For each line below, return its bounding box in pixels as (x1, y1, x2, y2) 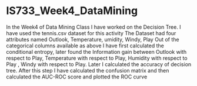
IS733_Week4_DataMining (6, 4, 138, 18)
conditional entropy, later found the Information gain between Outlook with (6, 48, 187, 55)
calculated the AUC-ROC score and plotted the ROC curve (6, 73, 148, 80)
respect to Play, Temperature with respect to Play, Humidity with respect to (6, 54, 188, 61)
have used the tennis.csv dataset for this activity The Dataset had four (6, 29, 176, 36)
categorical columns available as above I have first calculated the (6, 42, 165, 49)
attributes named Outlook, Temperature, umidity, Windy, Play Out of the (6, 36, 179, 43)
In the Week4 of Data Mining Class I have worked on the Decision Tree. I (6, 23, 181, 30)
